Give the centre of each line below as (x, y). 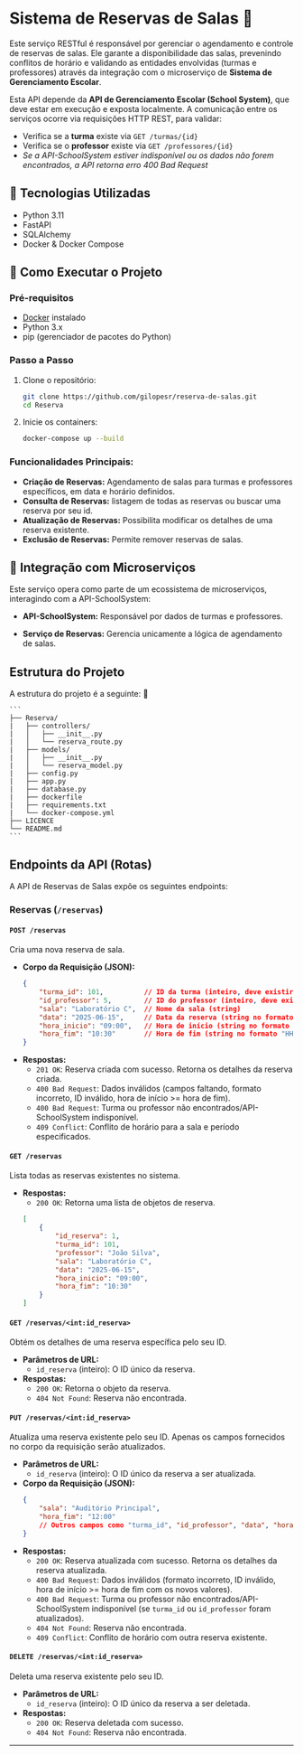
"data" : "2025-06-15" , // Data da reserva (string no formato (166, 1017)
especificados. (64, 1137)
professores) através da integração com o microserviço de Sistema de (141, 72)
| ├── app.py (38, 782)
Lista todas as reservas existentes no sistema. (95, 1176)
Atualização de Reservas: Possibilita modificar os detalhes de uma (147, 520)
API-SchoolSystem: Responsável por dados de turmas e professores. (152, 616)
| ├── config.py (44, 774)
